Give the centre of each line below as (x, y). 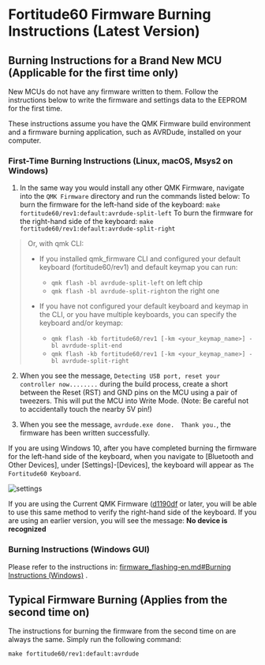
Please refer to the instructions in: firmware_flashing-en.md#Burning (119, 566)
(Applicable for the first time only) (93, 73)
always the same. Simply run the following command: (95, 640)
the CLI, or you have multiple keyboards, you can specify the (138, 315)
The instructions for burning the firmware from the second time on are (122, 631)
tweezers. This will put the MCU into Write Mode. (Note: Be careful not (134, 401)
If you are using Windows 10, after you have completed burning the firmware (132, 448)
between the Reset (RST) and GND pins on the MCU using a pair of (129, 393)
